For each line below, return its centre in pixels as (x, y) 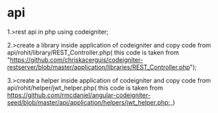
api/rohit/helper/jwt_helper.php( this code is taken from (85, 88)
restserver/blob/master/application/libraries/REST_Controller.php (99, 67)
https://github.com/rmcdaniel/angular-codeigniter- (79, 95)
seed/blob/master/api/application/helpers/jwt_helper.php (88, 102)
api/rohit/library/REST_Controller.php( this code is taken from (93, 52)
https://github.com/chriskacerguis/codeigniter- (76, 59)
